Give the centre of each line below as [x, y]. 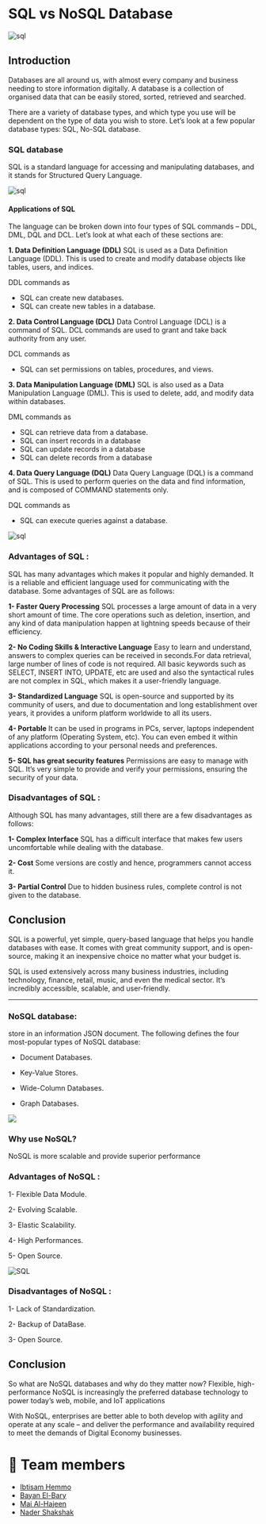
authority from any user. [47, 339]
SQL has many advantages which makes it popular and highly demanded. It [131, 574]
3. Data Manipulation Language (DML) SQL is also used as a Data [116, 385]
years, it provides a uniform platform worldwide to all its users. [110, 713]
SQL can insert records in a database [80, 441]
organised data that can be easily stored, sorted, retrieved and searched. [127, 97]
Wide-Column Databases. [62, 1087]
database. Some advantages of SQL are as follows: [92, 591]
